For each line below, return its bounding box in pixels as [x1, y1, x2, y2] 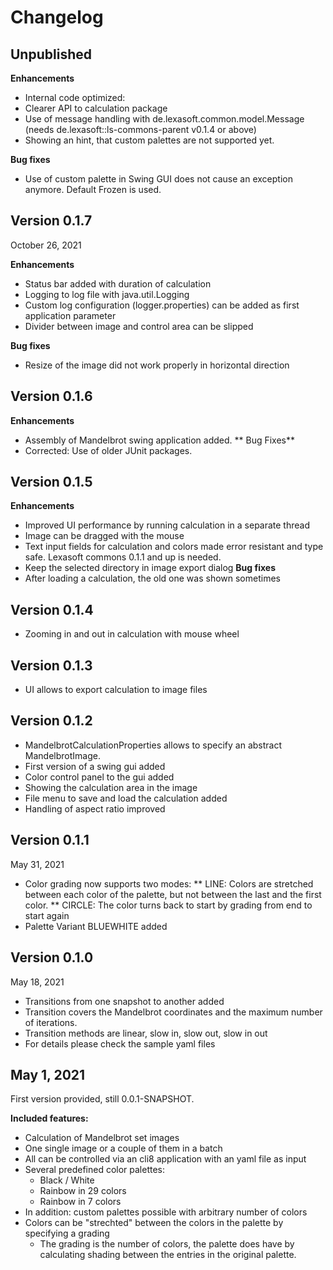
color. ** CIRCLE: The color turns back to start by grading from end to [24, 899, 313, 911]
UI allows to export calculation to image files [24, 684, 208, 696]
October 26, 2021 [10, 239, 82, 251]
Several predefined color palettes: [24, 1164, 166, 1176]
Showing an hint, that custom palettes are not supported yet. [24, 134, 275, 146]
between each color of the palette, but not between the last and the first [24, 888, 322, 900]
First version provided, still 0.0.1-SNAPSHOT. [10, 1093, 195, 1105]
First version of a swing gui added [24, 760, 166, 772]
